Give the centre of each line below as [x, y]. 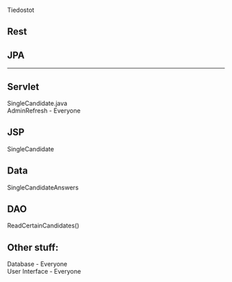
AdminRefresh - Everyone [44, 111]
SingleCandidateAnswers [43, 187]
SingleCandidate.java [37, 104]
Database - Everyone [37, 264]
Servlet [23, 87]
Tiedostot [21, 10]
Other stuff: [33, 247]
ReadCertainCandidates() [43, 226]
